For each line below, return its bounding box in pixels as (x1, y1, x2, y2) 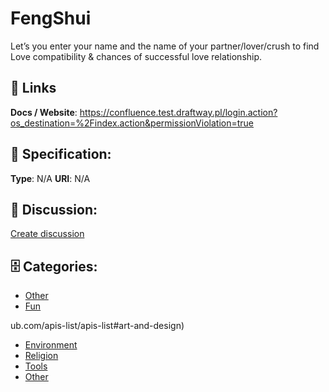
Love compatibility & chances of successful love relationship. (10, 50, 263, 62)
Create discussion (10, 228, 85, 240)
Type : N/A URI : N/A (10, 172, 91, 184)
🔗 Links (10, 80, 57, 97)
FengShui (10, 7, 92, 30)
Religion (24, 350, 59, 362)
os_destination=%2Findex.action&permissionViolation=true (10, 117, 255, 129)
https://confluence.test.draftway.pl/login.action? (79, 106, 278, 118)
